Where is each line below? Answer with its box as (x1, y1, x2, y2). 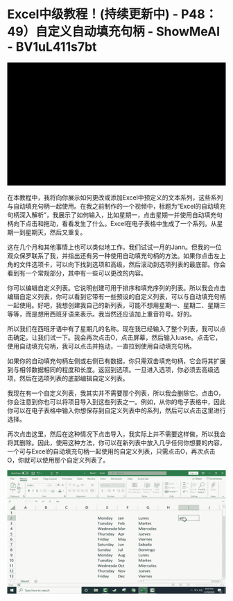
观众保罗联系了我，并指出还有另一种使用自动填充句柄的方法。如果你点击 (7, 252, 214, 260)
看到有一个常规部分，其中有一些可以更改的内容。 (7, 269, 147, 278)
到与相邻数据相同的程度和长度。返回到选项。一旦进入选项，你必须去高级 (7, 366, 214, 374)
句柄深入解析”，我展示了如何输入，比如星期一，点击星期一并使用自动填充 (7, 211, 217, 219)
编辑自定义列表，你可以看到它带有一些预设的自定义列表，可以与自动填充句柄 (7, 293, 226, 301)
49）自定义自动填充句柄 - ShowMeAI (7, 24, 221, 40)
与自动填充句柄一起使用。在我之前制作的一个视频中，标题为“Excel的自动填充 (7, 202, 226, 211)
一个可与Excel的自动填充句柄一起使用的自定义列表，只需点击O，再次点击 (7, 447, 216, 456)
